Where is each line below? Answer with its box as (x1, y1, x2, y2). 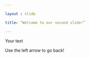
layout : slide (5, 11, 36, 16)
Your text (5, 38, 23, 44)
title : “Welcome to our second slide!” (5, 20, 86, 25)
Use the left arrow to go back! (5, 47, 64, 53)
